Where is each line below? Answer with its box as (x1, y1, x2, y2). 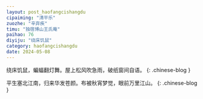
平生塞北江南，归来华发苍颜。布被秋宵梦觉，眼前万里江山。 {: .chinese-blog (6, 79, 198, 86)
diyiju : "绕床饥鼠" (6, 37, 52, 43)
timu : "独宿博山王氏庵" (6, 26, 60, 32)
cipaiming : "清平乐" (6, 15, 56, 21)
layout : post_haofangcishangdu (6, 9, 86, 15)
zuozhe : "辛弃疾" (6, 20, 48, 26)
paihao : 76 (6, 32, 34, 38)
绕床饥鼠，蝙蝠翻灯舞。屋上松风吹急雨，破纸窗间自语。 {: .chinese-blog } (6, 66, 191, 73)
